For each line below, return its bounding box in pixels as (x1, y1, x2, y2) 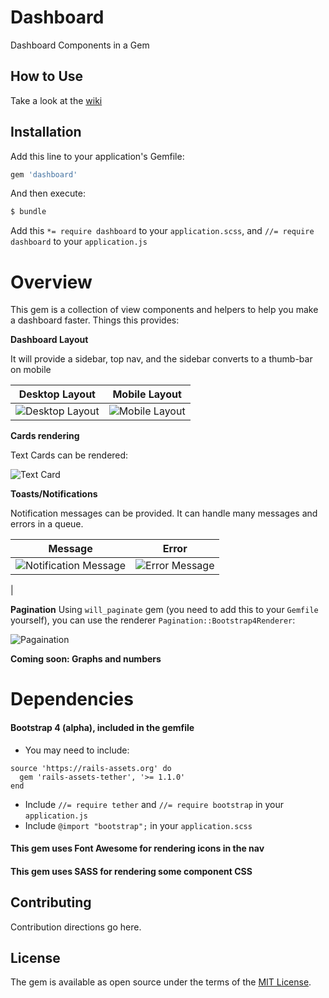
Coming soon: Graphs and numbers (10, 653, 162, 665)
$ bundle (10, 207, 47, 217)
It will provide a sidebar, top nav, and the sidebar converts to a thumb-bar (10, 353, 313, 365)
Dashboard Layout (10, 334, 89, 346)
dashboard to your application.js (10, 236, 148, 248)
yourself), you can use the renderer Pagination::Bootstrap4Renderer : (10, 614, 296, 626)
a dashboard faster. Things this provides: (10, 314, 180, 326)
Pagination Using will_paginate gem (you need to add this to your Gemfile (10, 604, 319, 616)
